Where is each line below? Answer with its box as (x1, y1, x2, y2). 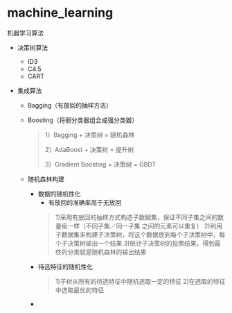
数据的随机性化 (37, 189, 81, 198)
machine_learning (7, 5, 114, 21)
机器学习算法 (7, 28, 44, 37)
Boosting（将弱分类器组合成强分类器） (27, 116, 139, 124)
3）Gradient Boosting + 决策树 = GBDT (44, 160, 157, 168)
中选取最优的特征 (55, 286, 105, 294)
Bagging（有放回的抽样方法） (27, 101, 113, 109)
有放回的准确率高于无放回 (48, 198, 122, 206)
